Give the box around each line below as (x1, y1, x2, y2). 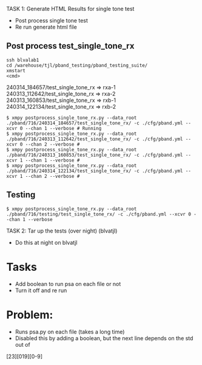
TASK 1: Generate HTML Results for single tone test (6, 5, 135, 12)
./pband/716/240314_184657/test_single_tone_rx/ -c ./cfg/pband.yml (6, 120, 183, 126)
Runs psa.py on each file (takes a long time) (15, 328, 125, 335)
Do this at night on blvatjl (15, 239, 78, 246)
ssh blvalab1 (6, 57, 39, 63)
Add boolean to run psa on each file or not (15, 280, 121, 287)
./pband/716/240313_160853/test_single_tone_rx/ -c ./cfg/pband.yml (6, 152, 183, 158)
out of (15, 341, 30, 348)
